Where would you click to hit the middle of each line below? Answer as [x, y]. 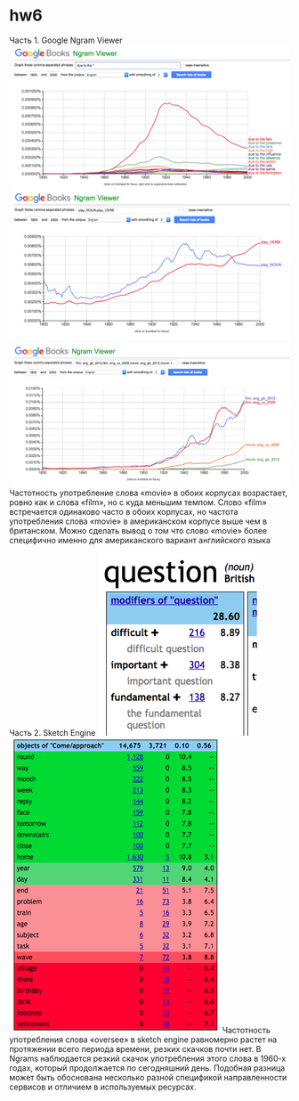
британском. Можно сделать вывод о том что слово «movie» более [138, 530]
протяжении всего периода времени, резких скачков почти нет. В [135, 1048]
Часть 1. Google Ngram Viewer [66, 40]
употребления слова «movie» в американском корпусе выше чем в [138, 521]
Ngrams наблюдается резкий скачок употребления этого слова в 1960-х [148, 1058]
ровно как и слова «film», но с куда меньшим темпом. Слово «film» [138, 502]
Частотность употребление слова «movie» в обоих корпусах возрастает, [148, 493]
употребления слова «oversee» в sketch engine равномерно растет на [143, 1040]
